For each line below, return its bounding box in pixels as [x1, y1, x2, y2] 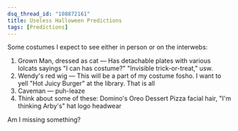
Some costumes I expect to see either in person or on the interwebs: [7, 43, 208, 52]
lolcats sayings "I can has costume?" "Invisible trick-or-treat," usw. [17, 64, 213, 73]
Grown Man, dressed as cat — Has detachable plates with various [17, 57, 211, 65]
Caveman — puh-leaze [17, 86, 85, 96]
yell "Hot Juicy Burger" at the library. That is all [17, 79, 155, 88]
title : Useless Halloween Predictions [7, 17, 122, 24]
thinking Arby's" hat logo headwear [17, 102, 122, 110]
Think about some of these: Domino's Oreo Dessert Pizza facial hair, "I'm [17, 94, 232, 103]
